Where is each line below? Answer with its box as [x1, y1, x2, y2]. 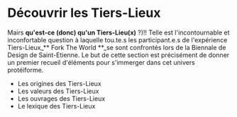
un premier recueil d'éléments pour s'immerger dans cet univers [7, 58, 195, 66]
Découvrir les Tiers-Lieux [7, 5, 161, 21]
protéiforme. [7, 66, 44, 74]
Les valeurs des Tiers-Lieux [17, 87, 99, 95]
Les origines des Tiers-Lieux [17, 79, 101, 87]
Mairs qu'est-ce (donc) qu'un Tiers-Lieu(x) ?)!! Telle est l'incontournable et [7, 28, 230, 37]
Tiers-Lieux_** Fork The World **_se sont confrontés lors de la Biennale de [7, 43, 226, 51]
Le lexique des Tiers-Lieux [17, 101, 96, 110]
